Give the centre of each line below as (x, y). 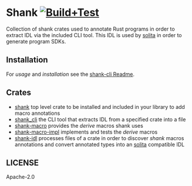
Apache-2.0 (21, 177)
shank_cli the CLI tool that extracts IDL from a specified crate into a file (100, 119)
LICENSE (23, 163)
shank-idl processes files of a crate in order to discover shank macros (99, 138)
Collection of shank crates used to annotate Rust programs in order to (90, 29)
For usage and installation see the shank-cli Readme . (70, 74)
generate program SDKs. (36, 41)
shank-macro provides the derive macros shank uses (79, 125)
